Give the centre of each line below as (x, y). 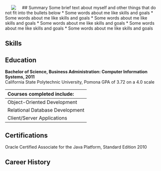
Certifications (26, 135)
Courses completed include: (41, 94)
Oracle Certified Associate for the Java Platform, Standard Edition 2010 (76, 147)
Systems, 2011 (20, 77)
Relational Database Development (46, 110)
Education (21, 60)
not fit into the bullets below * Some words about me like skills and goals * (79, 13)
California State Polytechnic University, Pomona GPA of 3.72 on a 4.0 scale (80, 82)
